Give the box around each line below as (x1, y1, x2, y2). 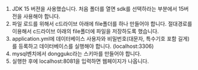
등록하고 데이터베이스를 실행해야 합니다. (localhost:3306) (18, 42, 154, 50)
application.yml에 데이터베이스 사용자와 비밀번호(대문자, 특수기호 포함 (11, 35, 177, 42)
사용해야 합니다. (23, 13, 61, 20)
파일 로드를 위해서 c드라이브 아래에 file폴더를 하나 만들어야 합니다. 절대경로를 (11, 20, 193, 27)
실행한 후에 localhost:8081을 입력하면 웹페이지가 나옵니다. (11, 57, 149, 65)
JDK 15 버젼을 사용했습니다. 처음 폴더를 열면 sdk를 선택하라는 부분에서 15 (11, 5, 184, 12)
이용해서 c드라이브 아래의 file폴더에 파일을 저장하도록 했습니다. (11, 28, 159, 35)
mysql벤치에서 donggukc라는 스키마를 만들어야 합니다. (11, 50, 142, 57)
